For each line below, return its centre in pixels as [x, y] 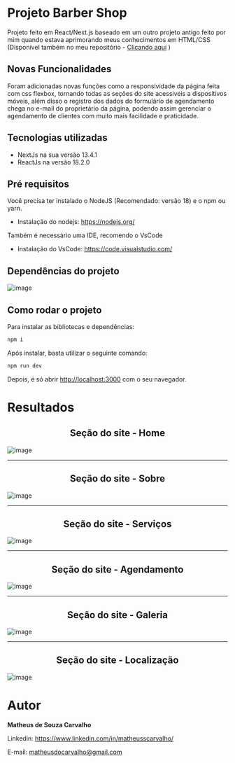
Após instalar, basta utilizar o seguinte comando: [78, 353]
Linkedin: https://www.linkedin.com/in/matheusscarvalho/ [90, 738]
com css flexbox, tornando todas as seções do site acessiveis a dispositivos [117, 93]
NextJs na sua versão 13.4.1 [57, 155]
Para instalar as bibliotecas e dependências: [71, 327]
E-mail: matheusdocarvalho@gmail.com [65, 752]
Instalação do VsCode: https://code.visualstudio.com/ [95, 249]
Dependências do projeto [64, 271]
